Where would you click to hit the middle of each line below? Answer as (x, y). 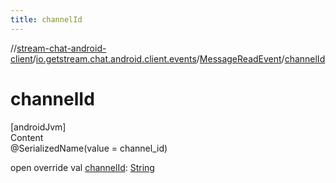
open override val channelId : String (82, 167)
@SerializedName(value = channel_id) (89, 148)
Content (27, 137)
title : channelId (46, 19)
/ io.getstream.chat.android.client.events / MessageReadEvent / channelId (179, 58)
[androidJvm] (38, 127)
